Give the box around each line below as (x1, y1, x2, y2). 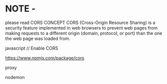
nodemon (5, 74, 25, 80)
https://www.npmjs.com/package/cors (5, 54, 85, 60)
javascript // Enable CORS (5, 45, 58, 51)
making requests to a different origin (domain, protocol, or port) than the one (5, 30, 163, 36)
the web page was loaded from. (5, 35, 71, 41)
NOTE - (5, 3, 36, 14)
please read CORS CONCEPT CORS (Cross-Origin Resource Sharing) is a (5, 19, 156, 25)
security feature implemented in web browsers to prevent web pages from (5, 24, 158, 30)
